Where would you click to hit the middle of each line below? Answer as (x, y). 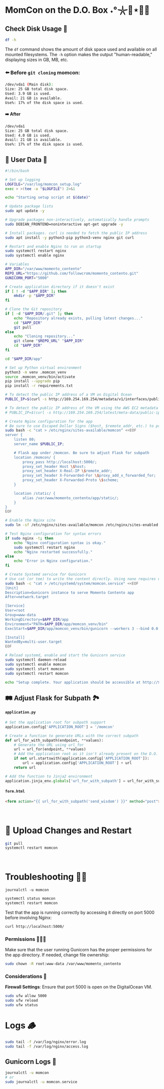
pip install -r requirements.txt (39, 386)
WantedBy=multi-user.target (34, 642)
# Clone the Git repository (34, 309)
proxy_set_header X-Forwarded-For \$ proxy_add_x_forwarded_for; (89, 476)
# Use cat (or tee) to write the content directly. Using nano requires (81, 579)
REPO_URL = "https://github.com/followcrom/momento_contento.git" (72, 273)
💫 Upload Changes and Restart (68, 830)
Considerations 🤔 (26, 976)
